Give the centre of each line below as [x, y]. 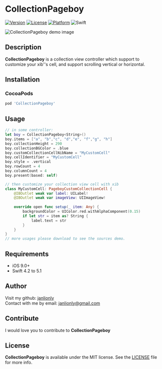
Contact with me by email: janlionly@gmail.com [53, 303]
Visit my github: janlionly [30, 298]
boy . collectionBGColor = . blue [37, 148]
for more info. [19, 363]
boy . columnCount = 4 [26, 171]
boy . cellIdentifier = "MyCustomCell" [43, 157]
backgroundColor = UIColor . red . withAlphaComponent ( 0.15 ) [81, 211]
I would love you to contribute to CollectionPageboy [58, 330]
